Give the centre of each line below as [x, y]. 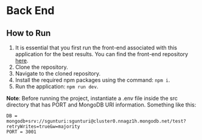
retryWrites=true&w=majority [43, 127]
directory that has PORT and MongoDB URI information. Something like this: [101, 105]
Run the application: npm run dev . [57, 86]
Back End [30, 11]
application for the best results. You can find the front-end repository [102, 54]
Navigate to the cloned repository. [58, 73]
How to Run [29, 33]
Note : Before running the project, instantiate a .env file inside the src [92, 98]
